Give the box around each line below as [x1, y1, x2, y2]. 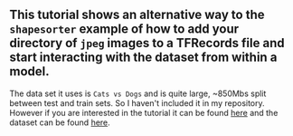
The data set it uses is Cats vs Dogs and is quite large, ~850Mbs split [9, 88, 267, 99]
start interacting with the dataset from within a [9, 50, 278, 65]
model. [9, 63, 50, 80]
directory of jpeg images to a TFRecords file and [9, 35, 285, 51]
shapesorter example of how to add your [9, 22, 240, 37]
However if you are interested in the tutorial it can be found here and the [9, 107, 279, 118]
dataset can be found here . [9, 117, 110, 128]
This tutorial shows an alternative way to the [9, 7, 265, 23]
